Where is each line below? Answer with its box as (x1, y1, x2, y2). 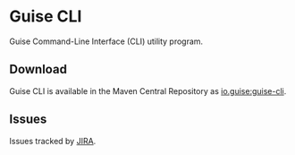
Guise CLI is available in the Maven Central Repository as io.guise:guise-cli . (9, 85, 287, 96)
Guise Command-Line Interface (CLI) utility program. (9, 36, 204, 47)
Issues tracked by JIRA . (9, 135, 97, 146)
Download (9, 62, 67, 77)
